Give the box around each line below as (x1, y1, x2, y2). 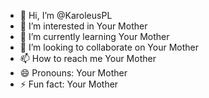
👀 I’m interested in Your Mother (19, 20, 148, 32)
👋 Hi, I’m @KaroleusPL (19, 10, 113, 21)
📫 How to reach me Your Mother (19, 53, 157, 64)
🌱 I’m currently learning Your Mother (19, 31, 170, 42)
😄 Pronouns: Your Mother (19, 67, 128, 79)
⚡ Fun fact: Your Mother (19, 78, 119, 90)
